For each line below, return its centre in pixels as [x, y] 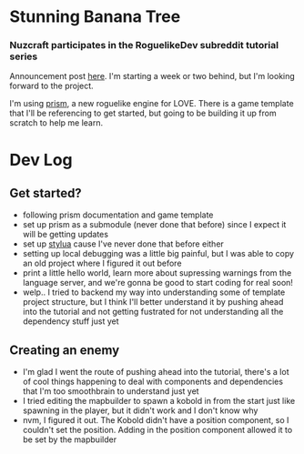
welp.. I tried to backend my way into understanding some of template [154, 292]
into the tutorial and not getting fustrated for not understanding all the [153, 312]
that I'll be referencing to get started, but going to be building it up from [143, 113]
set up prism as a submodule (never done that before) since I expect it [154, 225]
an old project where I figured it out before [102, 263]
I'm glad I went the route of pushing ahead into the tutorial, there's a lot [156, 372]
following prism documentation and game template [118, 215]
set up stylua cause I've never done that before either [123, 244]
